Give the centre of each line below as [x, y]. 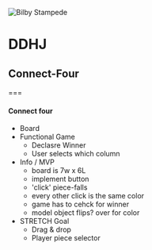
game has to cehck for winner [80, 204]
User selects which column [76, 154]
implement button [60, 179]
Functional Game [47, 137]
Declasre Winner [59, 145]
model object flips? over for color [85, 213]
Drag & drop [51, 229]
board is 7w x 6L [59, 171]
